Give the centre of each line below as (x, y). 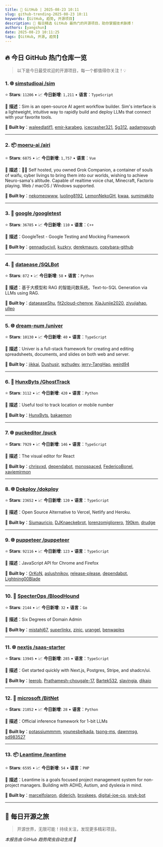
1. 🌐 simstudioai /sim (30, 83)
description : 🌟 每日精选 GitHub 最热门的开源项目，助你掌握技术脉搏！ (70, 23)
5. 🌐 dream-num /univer (34, 326)
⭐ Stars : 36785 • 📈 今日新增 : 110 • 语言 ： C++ (49, 224)
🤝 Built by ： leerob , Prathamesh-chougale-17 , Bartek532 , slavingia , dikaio (78, 680)
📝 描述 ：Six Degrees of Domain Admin (43, 619)
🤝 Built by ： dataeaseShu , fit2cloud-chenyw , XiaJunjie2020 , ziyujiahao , (76, 303)
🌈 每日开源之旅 (27, 817)
